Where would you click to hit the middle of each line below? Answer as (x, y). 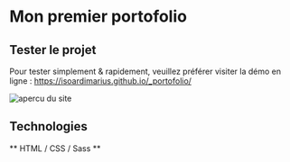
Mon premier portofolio (98, 17)
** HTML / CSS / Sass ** (55, 148)
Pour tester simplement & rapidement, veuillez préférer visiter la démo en (145, 71)
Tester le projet (53, 50)
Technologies (49, 126)
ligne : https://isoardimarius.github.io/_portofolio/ (101, 81)
